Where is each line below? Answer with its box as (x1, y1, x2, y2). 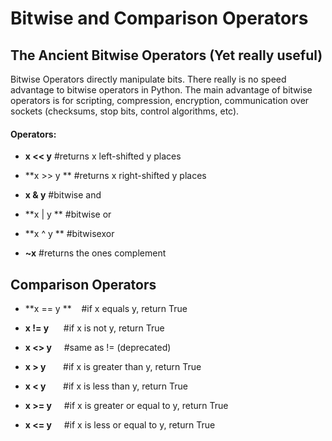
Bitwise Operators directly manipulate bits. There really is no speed (10, 73, 287, 85)
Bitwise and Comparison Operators (10, 7, 309, 30)
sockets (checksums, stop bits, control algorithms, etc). (10, 105, 240, 117)
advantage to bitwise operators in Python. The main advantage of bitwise (10, 84, 313, 96)
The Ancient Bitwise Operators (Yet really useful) (10, 47, 323, 64)
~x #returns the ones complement (24, 247, 167, 259)
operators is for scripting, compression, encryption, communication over (10, 95, 310, 106)
